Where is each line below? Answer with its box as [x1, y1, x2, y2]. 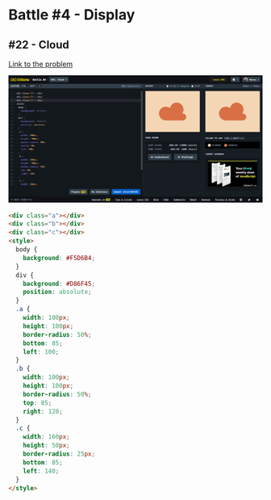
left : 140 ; [23, 467, 60, 475]
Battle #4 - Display [8, 6, 135, 24]
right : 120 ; [23, 407, 63, 415]
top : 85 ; [23, 398, 52, 407]
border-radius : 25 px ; [23, 450, 95, 458]
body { [15, 246, 38, 254]
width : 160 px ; [23, 433, 70, 441]
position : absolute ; [23, 288, 92, 296]
